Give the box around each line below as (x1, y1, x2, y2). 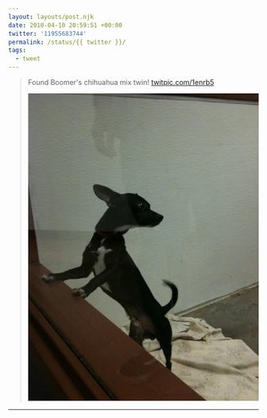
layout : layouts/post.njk (8, 13, 94, 21)
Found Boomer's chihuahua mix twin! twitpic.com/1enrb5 (27, 78, 215, 87)
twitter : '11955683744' (8, 29, 87, 37)
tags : (8, 46, 26, 55)
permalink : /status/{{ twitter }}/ (8, 38, 126, 46)
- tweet (15, 55, 41, 63)
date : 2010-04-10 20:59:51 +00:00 (8, 21, 123, 29)
